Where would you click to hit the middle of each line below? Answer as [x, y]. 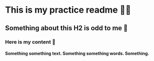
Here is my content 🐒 [30, 42]
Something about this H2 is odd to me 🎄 [66, 28]
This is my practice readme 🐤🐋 [68, 10]
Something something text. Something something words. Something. [77, 54]
